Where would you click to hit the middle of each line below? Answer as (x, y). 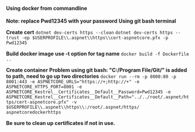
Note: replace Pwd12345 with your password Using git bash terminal (91, 21)
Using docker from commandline (47, 8)
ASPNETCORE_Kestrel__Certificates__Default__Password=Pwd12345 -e (88, 92)
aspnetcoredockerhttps (34, 113)
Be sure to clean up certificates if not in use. (61, 123)
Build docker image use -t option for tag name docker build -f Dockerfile (97, 54)
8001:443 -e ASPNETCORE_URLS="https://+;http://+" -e (73, 82)
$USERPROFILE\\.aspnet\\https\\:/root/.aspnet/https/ (73, 108)
